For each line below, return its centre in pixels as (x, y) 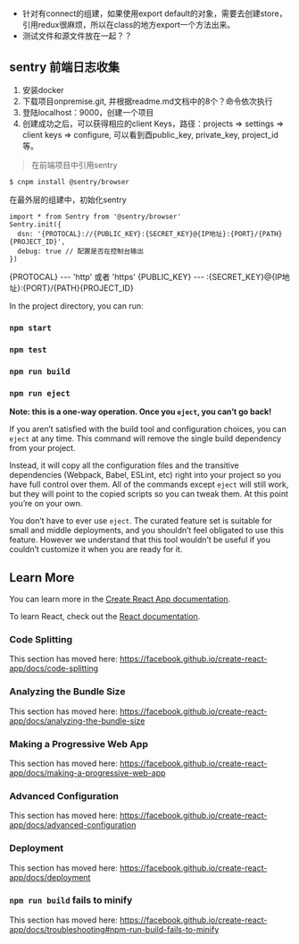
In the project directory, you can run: (76, 306)
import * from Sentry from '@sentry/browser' (95, 217)
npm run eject (40, 393)
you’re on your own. (46, 504)
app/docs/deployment (50, 877)
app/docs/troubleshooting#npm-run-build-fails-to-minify (114, 929)
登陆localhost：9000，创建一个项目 (88, 113)
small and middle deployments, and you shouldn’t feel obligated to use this (146, 531)
